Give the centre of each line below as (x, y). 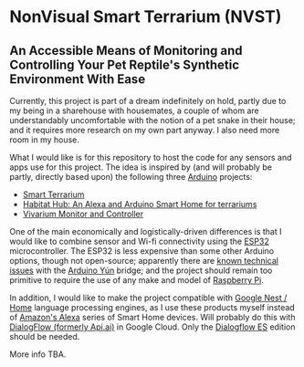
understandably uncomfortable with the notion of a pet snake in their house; (152, 120)
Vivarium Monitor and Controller (83, 214)
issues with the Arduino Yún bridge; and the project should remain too (141, 270)
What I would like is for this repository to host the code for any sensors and (151, 157)
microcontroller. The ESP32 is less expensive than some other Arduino (142, 251)
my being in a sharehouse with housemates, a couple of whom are (135, 110)
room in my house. (45, 140)
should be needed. (45, 336)
